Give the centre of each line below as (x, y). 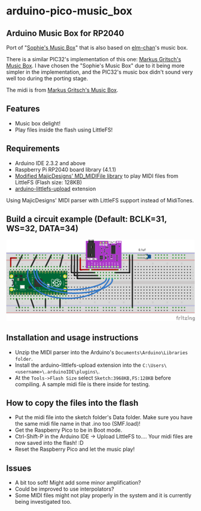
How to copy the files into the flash (72, 403)
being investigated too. (43, 502)
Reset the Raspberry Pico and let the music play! (75, 449)
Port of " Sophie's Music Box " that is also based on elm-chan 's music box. (97, 47)
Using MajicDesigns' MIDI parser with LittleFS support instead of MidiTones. (100, 200)
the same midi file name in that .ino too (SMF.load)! (77, 424)
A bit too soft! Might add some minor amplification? (78, 483)
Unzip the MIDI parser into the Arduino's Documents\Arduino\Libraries (101, 352)
